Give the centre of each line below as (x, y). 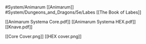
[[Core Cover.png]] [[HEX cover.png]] (43, 36)
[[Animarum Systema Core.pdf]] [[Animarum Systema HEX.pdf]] (71, 22)
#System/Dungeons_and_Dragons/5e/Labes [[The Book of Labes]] (73, 12)
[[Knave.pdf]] (19, 27)
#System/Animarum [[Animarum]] (40, 7)
